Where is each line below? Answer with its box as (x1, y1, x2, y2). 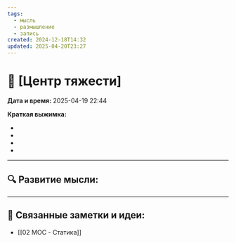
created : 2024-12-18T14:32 (7, 37, 86, 44)
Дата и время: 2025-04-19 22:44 (7, 96, 107, 105)
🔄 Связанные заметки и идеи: (7, 209, 145, 221)
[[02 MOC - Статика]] (17, 228, 82, 236)
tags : (7, 10, 23, 18)
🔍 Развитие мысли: (7, 173, 99, 186)
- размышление (13, 23, 55, 30)
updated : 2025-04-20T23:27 (7, 43, 86, 50)
